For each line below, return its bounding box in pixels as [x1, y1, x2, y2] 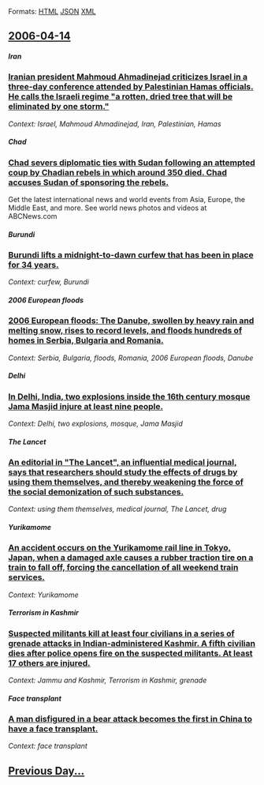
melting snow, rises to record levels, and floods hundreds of [8, 325, 243, 336]
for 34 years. [8, 260, 59, 271]
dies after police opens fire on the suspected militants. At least [8, 648, 254, 659]
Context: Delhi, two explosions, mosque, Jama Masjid [8, 419, 183, 429]
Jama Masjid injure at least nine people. [8, 400, 164, 411]
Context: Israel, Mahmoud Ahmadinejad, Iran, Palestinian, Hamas [8, 118, 222, 129]
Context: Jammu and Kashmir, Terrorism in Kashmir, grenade [8, 675, 207, 685]
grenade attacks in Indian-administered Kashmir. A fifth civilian [8, 637, 256, 648]
